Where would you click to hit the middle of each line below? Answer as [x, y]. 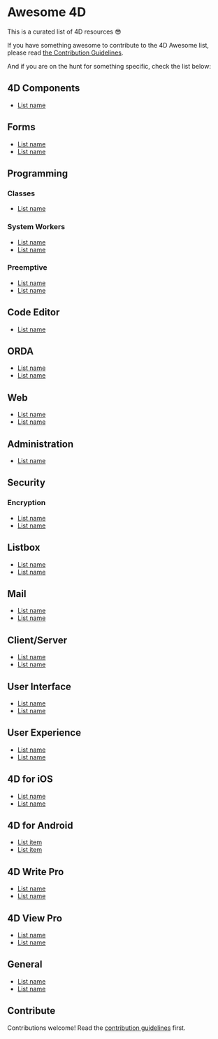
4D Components [44, 88]
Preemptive [27, 268]
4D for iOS [30, 779]
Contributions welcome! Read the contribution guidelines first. [96, 1028]
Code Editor [34, 312]
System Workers [36, 227]
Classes [21, 193]
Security [26, 483]
